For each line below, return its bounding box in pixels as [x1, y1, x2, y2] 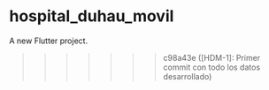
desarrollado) [163, 71, 212, 81]
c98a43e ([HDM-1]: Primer [163, 52, 261, 63]
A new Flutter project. [9, 35, 88, 46]
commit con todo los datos [163, 62, 261, 72]
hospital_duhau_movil [9, 6, 174, 26]
